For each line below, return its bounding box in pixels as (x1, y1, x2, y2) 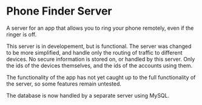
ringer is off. (6, 30, 37, 38)
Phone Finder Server (6, 4, 112, 18)
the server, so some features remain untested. (6, 80, 121, 87)
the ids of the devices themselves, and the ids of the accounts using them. (6, 62, 193, 69)
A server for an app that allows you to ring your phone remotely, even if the (6, 24, 194, 32)
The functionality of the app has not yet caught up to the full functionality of (6, 73, 196, 81)
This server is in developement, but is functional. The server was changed (6, 42, 192, 50)
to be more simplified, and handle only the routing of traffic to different (6, 49, 183, 56)
